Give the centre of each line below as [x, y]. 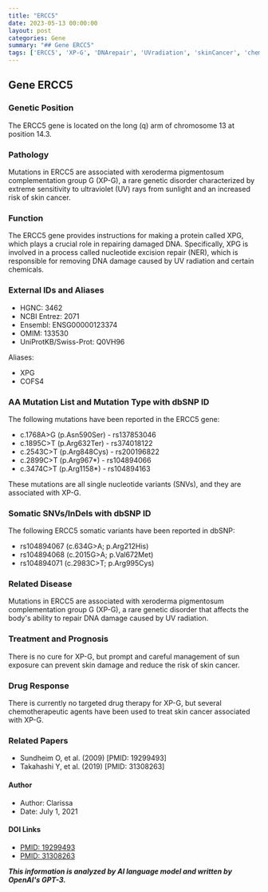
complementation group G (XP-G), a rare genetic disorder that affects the [129, 610]
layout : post [30, 30]
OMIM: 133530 [44, 333]
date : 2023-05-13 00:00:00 [53, 23]
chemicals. [26, 269]
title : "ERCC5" [33, 16]
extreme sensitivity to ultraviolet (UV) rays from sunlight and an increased [130, 189]
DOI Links [25, 830]
